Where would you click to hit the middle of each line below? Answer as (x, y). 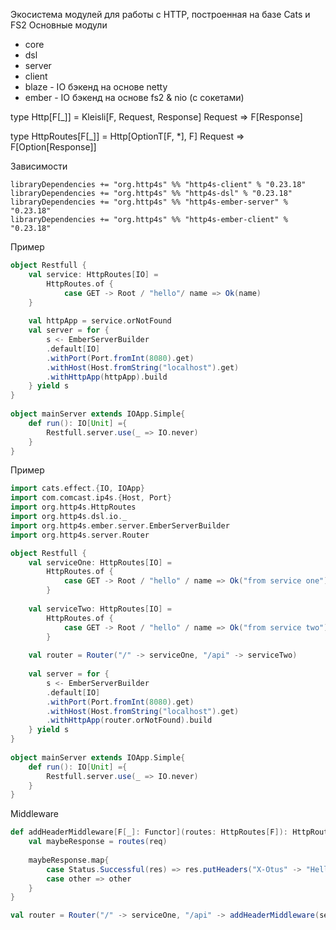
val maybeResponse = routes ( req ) (98, 842)
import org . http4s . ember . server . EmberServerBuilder (120, 525)
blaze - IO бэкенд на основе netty (96, 87)
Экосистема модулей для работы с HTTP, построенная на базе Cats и (160, 14)
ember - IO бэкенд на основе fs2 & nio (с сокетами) (134, 97)
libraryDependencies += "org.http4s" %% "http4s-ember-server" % (149, 202)
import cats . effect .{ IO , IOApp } (77, 489)
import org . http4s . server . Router (80, 535)
